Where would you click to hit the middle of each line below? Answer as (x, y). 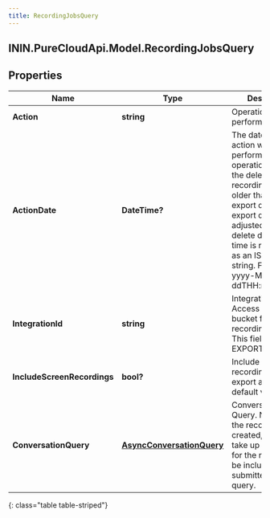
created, (247, 434)
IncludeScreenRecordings (63, 377)
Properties (35, 76)
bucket (245, 318)
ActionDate (35, 210)
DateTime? (143, 210)
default (245, 392)
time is (244, 245)
